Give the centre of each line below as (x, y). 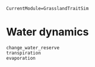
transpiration (24, 53)
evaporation (21, 58)
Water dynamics (47, 32)
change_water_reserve (33, 47)
